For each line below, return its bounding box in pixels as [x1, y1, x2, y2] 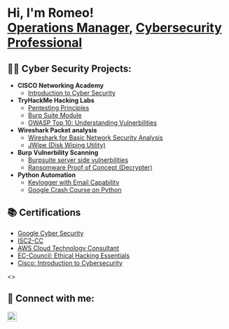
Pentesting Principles [27, 104, 90, 112]
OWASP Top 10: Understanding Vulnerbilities [27, 119, 158, 127]
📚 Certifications [7, 207, 81, 219]
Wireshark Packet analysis [17, 126, 97, 134]
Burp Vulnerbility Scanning [17, 149, 99, 156]
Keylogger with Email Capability [27, 178, 120, 187]
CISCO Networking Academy [17, 81, 104, 89]
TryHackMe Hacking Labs [17, 96, 95, 105]
